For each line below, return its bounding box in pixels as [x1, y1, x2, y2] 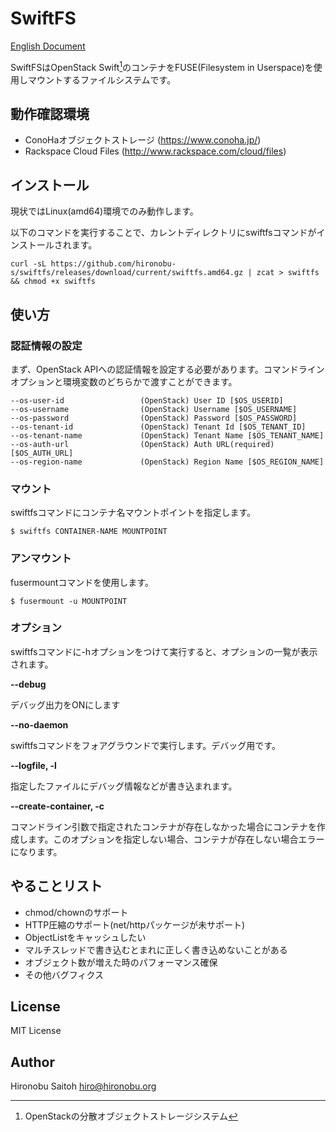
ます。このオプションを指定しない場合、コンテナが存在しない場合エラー [27, 833, 325, 845]
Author [10, 1053, 55, 1071]
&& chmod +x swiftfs [10, 277, 97, 287]
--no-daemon [10, 718, 69, 731]
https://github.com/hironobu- [50, 259, 177, 269]
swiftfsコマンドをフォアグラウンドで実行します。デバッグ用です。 [10, 739, 281, 751]
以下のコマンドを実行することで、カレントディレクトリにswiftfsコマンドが [10, 227, 317, 239]
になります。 [10, 845, 63, 857]
